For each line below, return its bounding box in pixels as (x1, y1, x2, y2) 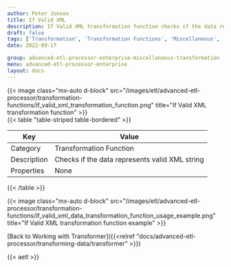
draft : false (7, 29, 45, 36)
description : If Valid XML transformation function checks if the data (7, 23, 217, 30)
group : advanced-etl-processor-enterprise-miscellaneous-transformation (7, 54, 220, 62)
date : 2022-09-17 (7, 42, 57, 49)
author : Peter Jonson (7, 10, 69, 17)
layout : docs (7, 67, 45, 74)
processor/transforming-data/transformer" (7, 239, 129, 248)
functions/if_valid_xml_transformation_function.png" (7, 100, 155, 109)
